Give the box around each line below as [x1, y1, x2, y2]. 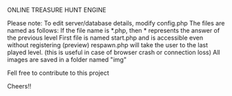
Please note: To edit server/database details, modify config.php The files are [7, 19, 225, 27]
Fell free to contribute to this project [7, 69, 109, 77]
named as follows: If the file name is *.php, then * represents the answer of [7, 27, 220, 34]
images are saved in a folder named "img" [7, 56, 127, 64]
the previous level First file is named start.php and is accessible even [7, 34, 204, 42]
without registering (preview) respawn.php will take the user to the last [7, 41, 209, 49]
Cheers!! [7, 82, 32, 90]
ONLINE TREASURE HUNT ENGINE [7, 6, 107, 14]
